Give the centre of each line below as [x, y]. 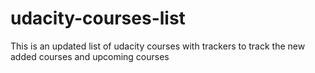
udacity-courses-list [98, 18]
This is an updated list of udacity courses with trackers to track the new [158, 46]
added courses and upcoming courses [90, 56]
